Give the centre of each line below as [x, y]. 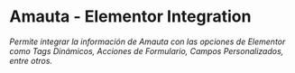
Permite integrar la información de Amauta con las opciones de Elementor [147, 41]
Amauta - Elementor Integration [130, 17]
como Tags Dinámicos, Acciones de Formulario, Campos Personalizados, [147, 50]
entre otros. [31, 60]
